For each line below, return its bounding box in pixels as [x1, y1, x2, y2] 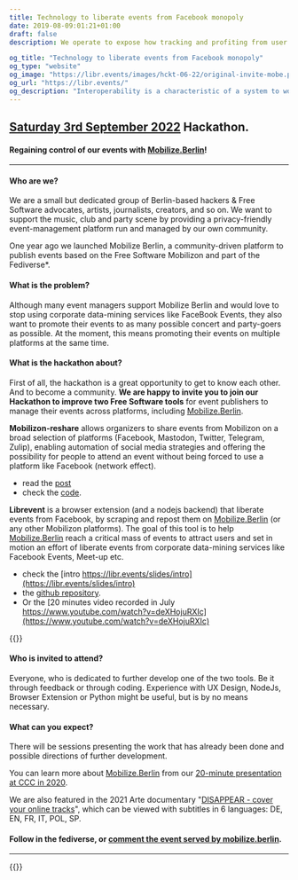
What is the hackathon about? [9, 357, 122, 368]
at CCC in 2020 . [9, 777, 68, 788]
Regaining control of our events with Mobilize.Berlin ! [9, 144, 208, 155]
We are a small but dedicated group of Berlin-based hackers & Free [9, 195, 255, 206]
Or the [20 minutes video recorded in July [21, 596, 176, 608]
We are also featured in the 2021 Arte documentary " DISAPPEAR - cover [9, 795, 273, 805]
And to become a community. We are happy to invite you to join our [9, 387, 259, 397]
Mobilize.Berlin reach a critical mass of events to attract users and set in [9, 532, 273, 543]
